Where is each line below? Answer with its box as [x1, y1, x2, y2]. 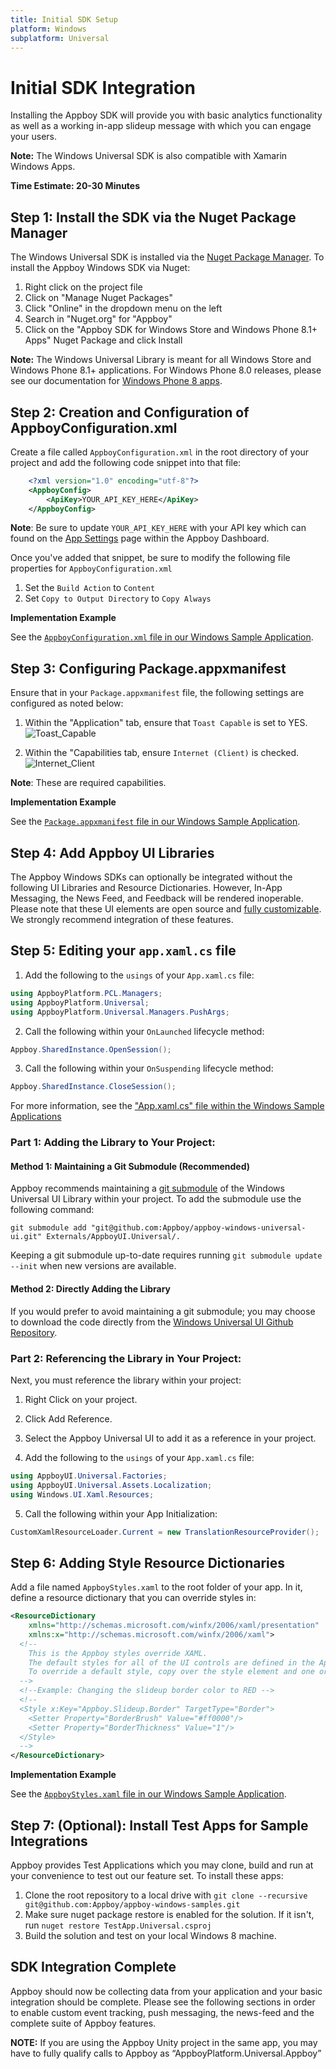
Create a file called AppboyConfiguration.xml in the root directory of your [10, 446, 310, 458]
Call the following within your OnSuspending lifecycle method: [24, 1062, 274, 1075]
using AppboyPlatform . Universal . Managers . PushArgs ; [10, 1007, 230, 1017]
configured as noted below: [10, 697, 124, 710]
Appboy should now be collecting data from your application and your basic [10, 1985, 323, 1997]
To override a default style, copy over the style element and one [28, 1667, 315, 1677]
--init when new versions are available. [10, 1260, 177, 1272]
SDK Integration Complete [10, 1959, 177, 1976]
